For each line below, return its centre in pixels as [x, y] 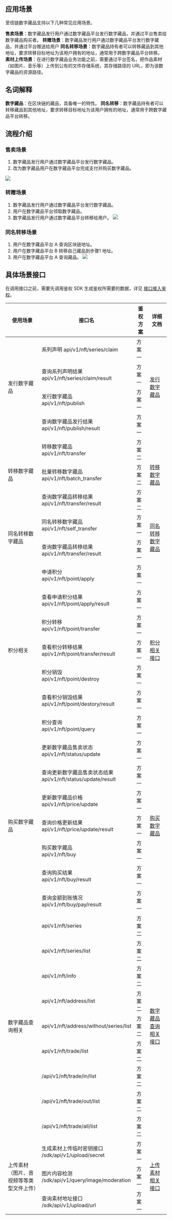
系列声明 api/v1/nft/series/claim [80, 350]
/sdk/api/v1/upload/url [69, 1205]
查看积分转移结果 [62, 647]
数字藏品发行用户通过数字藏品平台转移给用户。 [62, 217]
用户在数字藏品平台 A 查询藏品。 [47, 257]
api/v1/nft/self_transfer [69, 529]
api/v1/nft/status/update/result [79, 779]
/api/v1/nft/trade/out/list [71, 1101]
